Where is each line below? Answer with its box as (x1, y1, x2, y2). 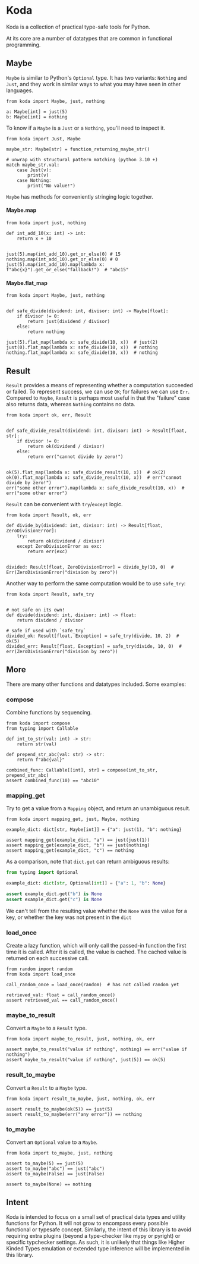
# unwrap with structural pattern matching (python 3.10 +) (6, 156, 159, 162)
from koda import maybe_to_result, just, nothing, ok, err (6, 1036, 156, 1042)
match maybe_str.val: (6, 162, 60, 168)
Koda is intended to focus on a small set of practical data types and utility (6, 1213, 186, 1220)
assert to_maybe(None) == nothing (6, 1181, 92, 1187)
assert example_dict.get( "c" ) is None (6, 896, 102, 902)
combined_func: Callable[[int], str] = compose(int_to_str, (6, 767, 159, 773)
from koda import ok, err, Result (6, 412, 92, 418)
